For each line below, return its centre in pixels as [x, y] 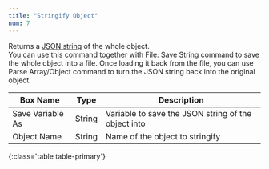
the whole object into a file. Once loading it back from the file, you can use [131, 63]
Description [181, 99]
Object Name [37, 136]
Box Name [40, 99]
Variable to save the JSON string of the [179, 113]
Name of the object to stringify [163, 136]
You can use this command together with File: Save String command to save [134, 54]
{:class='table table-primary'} [57, 156]
